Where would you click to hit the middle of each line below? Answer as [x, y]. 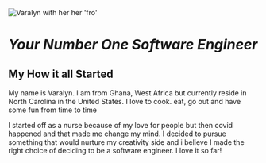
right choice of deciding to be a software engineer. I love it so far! [115, 151]
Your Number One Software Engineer [133, 45]
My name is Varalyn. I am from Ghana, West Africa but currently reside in [127, 93]
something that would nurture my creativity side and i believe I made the [126, 142]
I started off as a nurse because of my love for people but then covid [120, 125]
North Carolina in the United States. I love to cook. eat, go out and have [125, 101]
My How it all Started [61, 74]
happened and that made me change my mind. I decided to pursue [117, 134]
